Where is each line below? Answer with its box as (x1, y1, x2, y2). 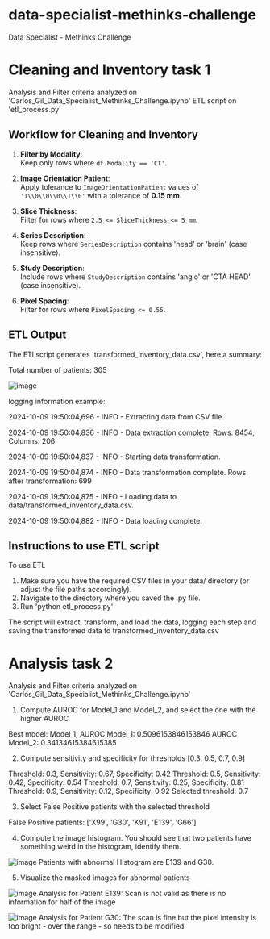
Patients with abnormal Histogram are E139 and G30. (39, 858, 214, 867)
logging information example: (8, 396, 106, 406)
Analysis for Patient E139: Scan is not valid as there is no (39, 889, 226, 899)
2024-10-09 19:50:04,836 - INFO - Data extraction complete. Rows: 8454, (8, 428, 255, 437)
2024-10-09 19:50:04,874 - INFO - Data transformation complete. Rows (8, 467, 247, 477)
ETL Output (8, 328, 67, 342)
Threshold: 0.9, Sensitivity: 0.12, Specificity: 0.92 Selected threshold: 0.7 (8, 787, 249, 796)
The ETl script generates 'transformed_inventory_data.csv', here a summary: (8, 349, 262, 359)
